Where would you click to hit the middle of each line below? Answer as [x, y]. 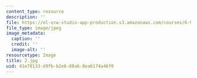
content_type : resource [35, 11]
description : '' [26, 17]
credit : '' [25, 45]
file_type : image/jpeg [34, 28]
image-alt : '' [28, 50]
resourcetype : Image [31, 55]
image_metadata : [26, 33]
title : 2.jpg [22, 60]
